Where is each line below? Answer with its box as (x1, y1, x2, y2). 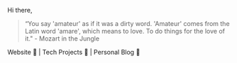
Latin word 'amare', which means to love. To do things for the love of (24, 27, 226, 35)
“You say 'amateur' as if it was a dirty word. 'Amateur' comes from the (24, 20, 230, 27)
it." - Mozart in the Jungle (24, 34, 100, 43)
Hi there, (7, 6, 33, 14)
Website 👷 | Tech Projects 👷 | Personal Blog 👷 (7, 48, 140, 56)
